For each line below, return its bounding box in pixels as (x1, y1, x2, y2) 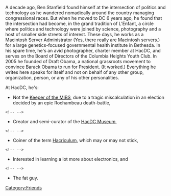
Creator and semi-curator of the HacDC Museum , (12, 119, 117, 124)
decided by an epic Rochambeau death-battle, (12, 100, 111, 106)
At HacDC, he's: (5, 85, 39, 91)
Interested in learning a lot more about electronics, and (12, 156, 129, 162)
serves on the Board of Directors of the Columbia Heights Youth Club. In (5, 53, 157, 59)
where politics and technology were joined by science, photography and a (5, 26, 161, 32)
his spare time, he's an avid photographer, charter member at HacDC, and (5, 48, 161, 53)
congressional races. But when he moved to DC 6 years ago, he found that (5, 15, 162, 21)
